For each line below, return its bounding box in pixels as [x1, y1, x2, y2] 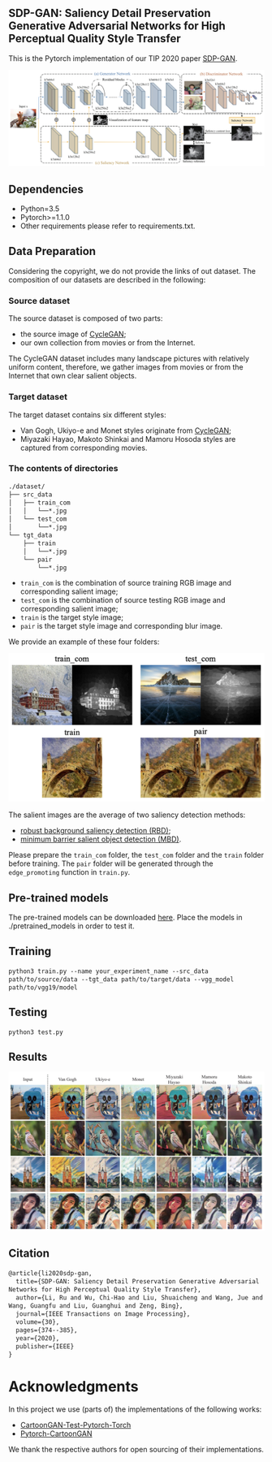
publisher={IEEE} [15, 1342, 75, 1351]
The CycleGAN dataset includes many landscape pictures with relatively [8, 353, 250, 364]
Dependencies [8, 182, 84, 196]
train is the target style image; [19, 612, 124, 622]
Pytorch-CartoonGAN [19, 1429, 93, 1438]
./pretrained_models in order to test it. [8, 921, 136, 931]
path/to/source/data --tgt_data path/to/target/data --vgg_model [8, 975, 234, 984]
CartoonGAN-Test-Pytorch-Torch [19, 1420, 132, 1430]
